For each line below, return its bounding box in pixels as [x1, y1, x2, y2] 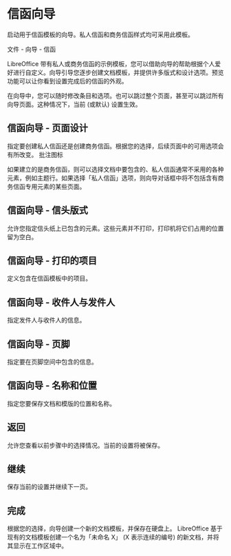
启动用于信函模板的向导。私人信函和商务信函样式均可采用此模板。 [7, 30, 194, 39]
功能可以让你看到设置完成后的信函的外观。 [7, 76, 128, 85]
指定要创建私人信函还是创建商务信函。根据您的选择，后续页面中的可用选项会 [7, 142, 224, 150]
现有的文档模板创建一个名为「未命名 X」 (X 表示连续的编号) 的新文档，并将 [7, 533, 220, 542]
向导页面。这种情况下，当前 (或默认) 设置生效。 [7, 100, 142, 108]
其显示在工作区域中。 [7, 542, 67, 550]
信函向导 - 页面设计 [7, 122, 88, 134]
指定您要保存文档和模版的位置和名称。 [7, 399, 115, 407]
